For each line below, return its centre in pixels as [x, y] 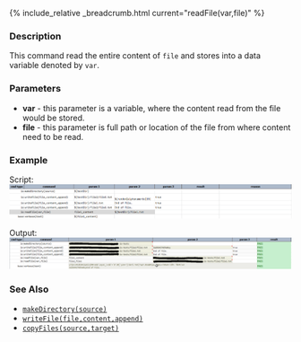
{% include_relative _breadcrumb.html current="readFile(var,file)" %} [137, 13]
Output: [23, 232]
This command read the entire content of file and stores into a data [135, 56]
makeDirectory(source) [64, 310]
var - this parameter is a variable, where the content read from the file [151, 108]
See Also [29, 289]
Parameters [35, 89]
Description [35, 36]
